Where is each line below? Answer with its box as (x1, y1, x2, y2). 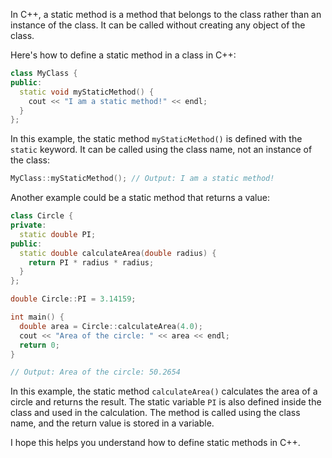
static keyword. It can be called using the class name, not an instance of (10, 144, 313, 156)
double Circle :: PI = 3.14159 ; (10, 294, 137, 304)
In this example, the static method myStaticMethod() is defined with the (10, 133, 303, 145)
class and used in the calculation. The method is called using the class (10, 407, 301, 419)
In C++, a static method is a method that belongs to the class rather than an (10, 9, 322, 20)
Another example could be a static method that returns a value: (10, 192, 270, 204)
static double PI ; (19, 229, 97, 239)
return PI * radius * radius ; (28, 257, 155, 268)
